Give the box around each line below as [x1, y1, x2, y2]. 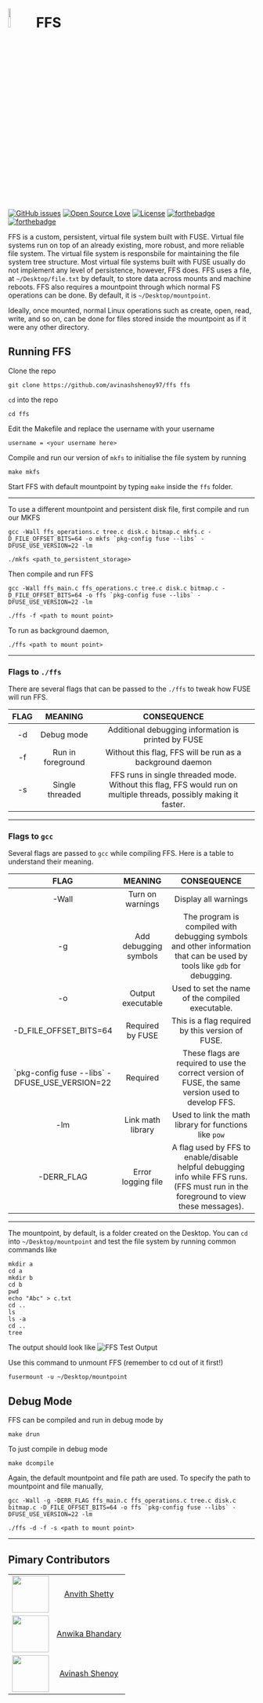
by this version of [179, 1025, 243, 1036]
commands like [8, 1245, 57, 1255]
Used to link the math [171, 1109, 250, 1120]
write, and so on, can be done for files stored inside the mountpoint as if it [8, 314, 247, 323]
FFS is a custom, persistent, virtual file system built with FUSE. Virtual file [8, 232, 244, 241]
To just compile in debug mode [8, 1445, 108, 1454]
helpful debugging [177, 1162, 245, 1173]
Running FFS [8, 345, 72, 359]
